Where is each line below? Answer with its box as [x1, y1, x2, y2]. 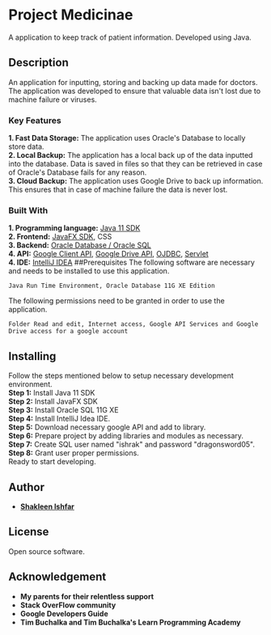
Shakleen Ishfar [19, 502, 75, 511]
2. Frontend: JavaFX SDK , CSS [8, 232, 112, 242]
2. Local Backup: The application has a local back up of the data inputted [8, 150, 253, 160]
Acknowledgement [8, 570, 107, 584]
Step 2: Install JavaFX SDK [8, 396, 99, 406]
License [8, 525, 49, 539]
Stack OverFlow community [19, 600, 116, 610]
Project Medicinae [8, 6, 133, 24]
